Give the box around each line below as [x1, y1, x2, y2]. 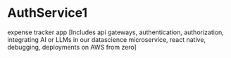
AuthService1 [7, 5, 88, 21]
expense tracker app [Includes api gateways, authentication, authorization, [7, 28, 224, 36]
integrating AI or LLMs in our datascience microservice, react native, [7, 35, 206, 43]
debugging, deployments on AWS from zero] [7, 43, 137, 51]
